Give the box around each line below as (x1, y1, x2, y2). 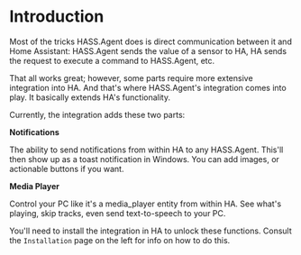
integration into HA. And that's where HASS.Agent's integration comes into (9, 82, 287, 93)
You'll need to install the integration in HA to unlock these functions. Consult (9, 225, 292, 236)
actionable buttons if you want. (9, 163, 124, 174)
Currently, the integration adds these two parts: (9, 109, 186, 120)
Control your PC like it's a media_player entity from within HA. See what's (9, 198, 282, 209)
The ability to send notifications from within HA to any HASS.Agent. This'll (9, 144, 284, 155)
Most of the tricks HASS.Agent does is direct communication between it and (9, 36, 293, 47)
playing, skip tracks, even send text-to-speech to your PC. (9, 207, 226, 218)
